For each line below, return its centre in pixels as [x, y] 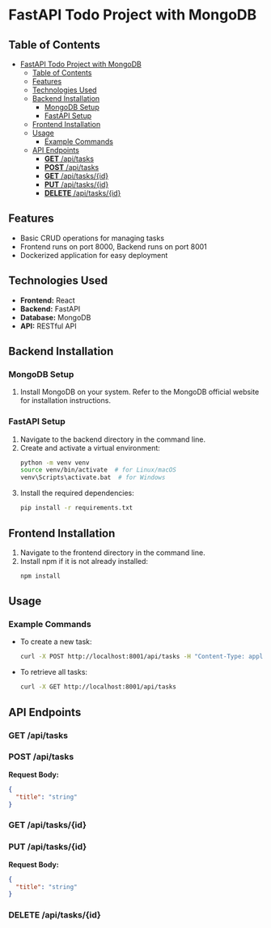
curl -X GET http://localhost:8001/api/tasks [98, 687]
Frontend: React [47, 300]
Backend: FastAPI [50, 308]
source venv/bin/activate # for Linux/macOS [98, 470]
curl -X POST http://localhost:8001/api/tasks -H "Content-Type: [132, 657]
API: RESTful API [48, 326]
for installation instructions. [66, 400]
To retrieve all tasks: [53, 672]
